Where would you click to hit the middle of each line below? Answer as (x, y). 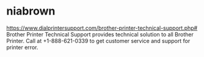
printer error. (22, 47)
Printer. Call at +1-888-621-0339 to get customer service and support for (98, 41)
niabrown (31, 11)
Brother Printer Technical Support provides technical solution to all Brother (100, 34)
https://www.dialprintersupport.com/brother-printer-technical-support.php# (102, 28)
